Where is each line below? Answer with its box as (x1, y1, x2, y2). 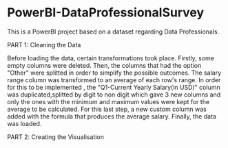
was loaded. (7, 119, 42, 127)
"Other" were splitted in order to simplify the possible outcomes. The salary (7, 69, 222, 77)
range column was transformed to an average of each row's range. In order (7, 75, 221, 84)
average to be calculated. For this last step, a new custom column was (7, 105, 207, 113)
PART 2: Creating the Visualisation (7, 132, 105, 141)
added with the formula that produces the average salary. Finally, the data (7, 112, 217, 121)
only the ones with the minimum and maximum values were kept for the (7, 97, 210, 106)
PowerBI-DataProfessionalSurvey (7, 5, 205, 21)
